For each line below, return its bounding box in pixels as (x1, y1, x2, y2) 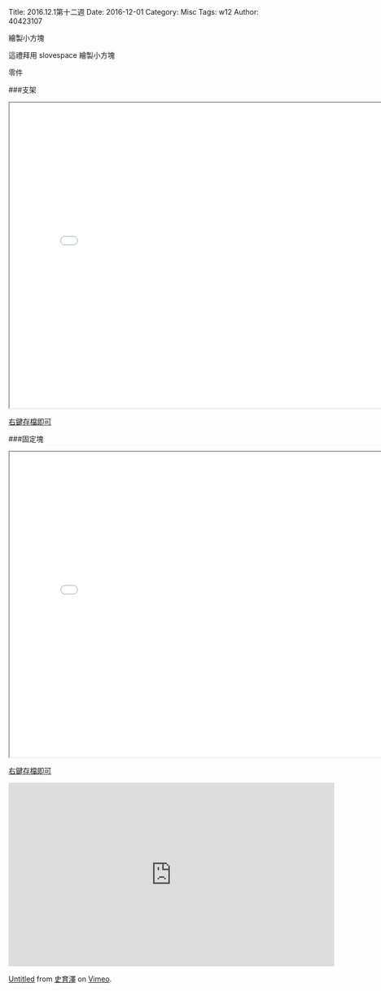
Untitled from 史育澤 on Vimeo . (8, 974, 112, 984)
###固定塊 (8, 434, 44, 444)
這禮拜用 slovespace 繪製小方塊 (8, 50, 116, 59)
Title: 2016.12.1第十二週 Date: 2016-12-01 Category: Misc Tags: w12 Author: (8, 7, 259, 16)
